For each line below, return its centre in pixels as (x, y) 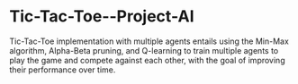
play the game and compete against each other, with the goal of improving (147, 60)
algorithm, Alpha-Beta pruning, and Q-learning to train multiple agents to (144, 50)
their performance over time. (63, 70)
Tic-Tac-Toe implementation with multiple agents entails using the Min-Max (149, 41)
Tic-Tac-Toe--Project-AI (102, 17)
